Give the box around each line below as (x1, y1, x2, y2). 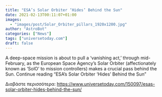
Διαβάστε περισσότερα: (5, 81, 56, 87)
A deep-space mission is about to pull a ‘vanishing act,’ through (5, 55, 140, 61)
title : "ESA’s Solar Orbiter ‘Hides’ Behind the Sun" (5, 7, 123, 13)
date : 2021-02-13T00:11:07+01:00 (5, 12, 77, 17)
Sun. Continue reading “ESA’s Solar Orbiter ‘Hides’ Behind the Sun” (5, 71, 147, 77)
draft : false (5, 41, 33, 46)
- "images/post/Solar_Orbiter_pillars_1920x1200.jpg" (10, 21, 127, 27)
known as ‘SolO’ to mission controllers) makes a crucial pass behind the (5, 65, 157, 71)
